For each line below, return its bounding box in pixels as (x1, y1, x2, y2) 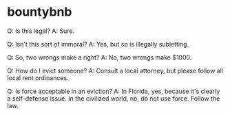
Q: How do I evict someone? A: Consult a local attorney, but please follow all (7, 66, 224, 75)
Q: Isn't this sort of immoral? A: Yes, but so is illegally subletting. (7, 40, 189, 48)
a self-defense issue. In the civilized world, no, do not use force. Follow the (7, 94, 220, 103)
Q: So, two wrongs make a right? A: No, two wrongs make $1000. (7, 53, 192, 62)
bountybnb (7, 4, 72, 20)
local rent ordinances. (7, 73, 69, 82)
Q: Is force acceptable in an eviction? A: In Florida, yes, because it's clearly (7, 87, 220, 95)
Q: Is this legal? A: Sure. (7, 27, 74, 35)
